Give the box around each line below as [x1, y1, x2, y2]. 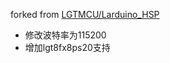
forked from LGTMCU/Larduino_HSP [10, 9, 160, 20]
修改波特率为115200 [24, 29, 107, 41]
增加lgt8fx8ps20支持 [24, 42, 111, 53]
